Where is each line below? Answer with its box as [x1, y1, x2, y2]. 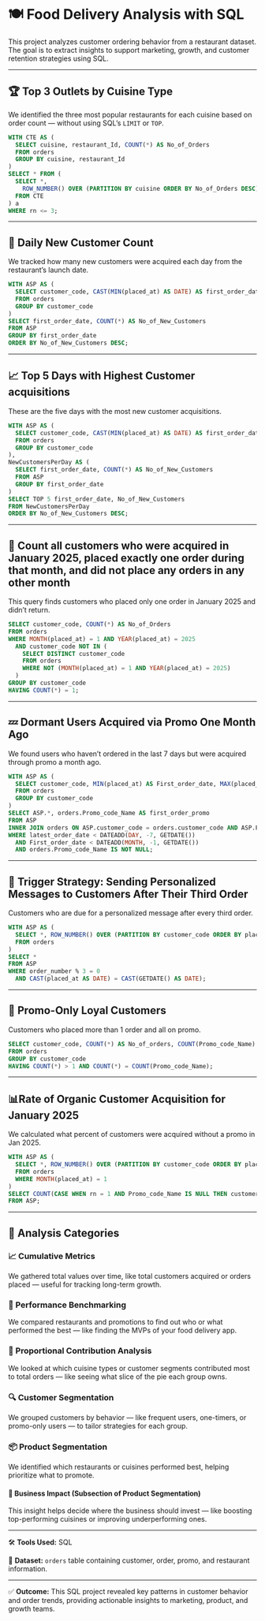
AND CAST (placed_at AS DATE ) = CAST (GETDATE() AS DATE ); [15, 974, 207, 983]
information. [8, 1564, 48, 1574]
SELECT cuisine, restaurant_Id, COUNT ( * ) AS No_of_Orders [15, 140, 211, 149]
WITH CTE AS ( [8, 133, 55, 141]
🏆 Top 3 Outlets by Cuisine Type [8, 85, 174, 99]
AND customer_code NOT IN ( [15, 643, 108, 650]
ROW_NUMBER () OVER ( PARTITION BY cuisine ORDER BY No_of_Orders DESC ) [22, 184, 259, 192]
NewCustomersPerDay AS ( [8, 458, 90, 467]
